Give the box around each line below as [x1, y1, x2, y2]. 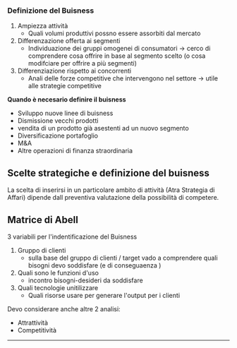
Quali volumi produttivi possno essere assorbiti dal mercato [28, 29, 201, 37]
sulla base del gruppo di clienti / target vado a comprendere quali [28, 253, 218, 262]
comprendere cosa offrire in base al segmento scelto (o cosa [28, 52, 206, 60]
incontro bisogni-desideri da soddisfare [28, 276, 143, 284]
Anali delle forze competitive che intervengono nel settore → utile [28, 74, 219, 83]
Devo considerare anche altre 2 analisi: [7, 304, 121, 313]
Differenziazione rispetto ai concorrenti [17, 66, 132, 76]
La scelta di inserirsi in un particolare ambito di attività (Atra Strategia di [7, 186, 215, 194]
